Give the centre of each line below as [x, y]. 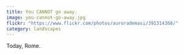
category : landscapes [34, 29]
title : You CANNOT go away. [42, 12]
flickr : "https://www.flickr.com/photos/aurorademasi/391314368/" [92, 23]
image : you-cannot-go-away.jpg [46, 18]
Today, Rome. [23, 46]
